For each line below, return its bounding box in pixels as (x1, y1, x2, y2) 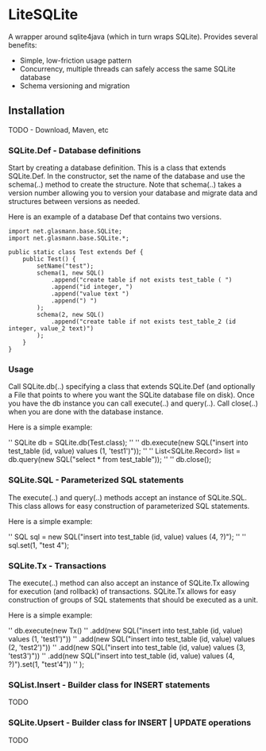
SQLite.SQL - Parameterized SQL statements (8, 475, 184, 486)
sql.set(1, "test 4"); (8, 540, 70, 549)
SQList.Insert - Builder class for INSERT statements (8, 679, 210, 690)
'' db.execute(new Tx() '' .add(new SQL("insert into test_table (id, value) (8, 626, 244, 635)
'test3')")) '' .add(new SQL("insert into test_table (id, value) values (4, (8, 651, 235, 660)
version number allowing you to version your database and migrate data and (8, 188, 258, 198)
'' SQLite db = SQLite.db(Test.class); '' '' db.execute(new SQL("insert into (8, 438, 249, 448)
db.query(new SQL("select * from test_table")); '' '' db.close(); (8, 455, 212, 464)
